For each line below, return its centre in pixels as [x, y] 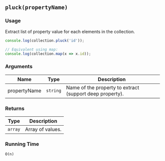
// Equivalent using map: [31, 49]
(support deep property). [95, 94]
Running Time [22, 144]
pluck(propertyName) [37, 8]
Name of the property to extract [103, 87]
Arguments [19, 67]
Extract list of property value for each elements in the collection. [70, 31]
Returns [15, 108]
